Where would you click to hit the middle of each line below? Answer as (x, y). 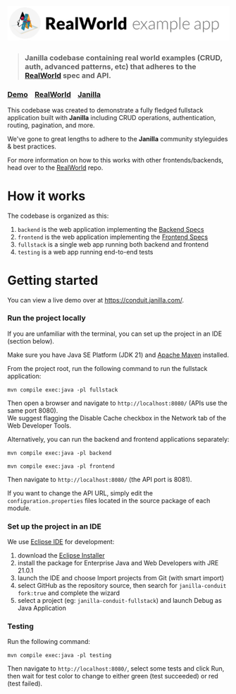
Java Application (42, 608)
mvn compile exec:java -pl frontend (61, 466)
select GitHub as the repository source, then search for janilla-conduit (122, 586)
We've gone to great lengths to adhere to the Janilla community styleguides (118, 139)
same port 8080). (33, 410)
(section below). (31, 341)
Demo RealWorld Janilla (54, 95)
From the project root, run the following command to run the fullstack (107, 368)
